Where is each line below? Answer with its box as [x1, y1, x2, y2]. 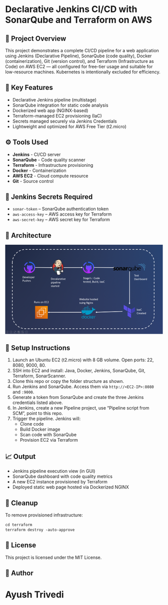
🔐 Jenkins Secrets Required [5, 192, 93, 201]
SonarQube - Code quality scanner [12, 157, 85, 163]
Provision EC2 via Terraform [19, 437, 78, 443]
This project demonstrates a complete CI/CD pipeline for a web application [5, 48, 159, 53]
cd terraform [5, 522, 32, 527]
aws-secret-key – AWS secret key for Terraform [12, 217, 110, 223]
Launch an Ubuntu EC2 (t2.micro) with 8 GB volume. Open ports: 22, [12, 357, 154, 363]
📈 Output [5, 452, 36, 461]
